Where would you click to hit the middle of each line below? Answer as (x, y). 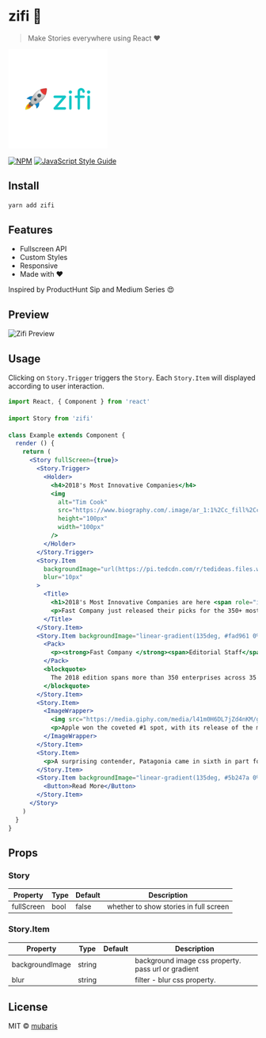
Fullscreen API (43, 249)
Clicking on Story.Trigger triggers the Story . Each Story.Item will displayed (132, 378)
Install (24, 186)
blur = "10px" (63, 577)
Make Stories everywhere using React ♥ (94, 38)
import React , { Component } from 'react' (79, 402)
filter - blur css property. (175, 979)
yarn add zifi (32, 205)
